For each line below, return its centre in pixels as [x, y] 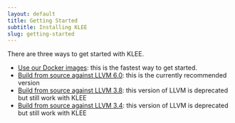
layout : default [31, 14]
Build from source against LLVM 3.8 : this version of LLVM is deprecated [123, 90]
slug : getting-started [41, 34]
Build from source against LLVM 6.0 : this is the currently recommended [122, 75]
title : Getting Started [43, 21]
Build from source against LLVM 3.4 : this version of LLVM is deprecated [123, 106]
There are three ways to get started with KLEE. [76, 54]
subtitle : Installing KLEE [47, 27]
